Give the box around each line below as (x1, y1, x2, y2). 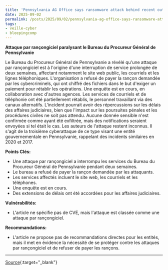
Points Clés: (5, 148, 31, 154)
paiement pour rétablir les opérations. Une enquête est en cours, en (5, 86, 145, 91)
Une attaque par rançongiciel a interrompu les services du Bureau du (12, 158, 155, 164)
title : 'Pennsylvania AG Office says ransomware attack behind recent (5, 7, 155, 12)
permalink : (5, 16, 28, 21)
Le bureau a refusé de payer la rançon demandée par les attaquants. (12, 169, 154, 175)
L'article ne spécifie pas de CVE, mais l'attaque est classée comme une (12, 209, 160, 215)
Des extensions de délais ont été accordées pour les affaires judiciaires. (12, 190, 161, 196)
